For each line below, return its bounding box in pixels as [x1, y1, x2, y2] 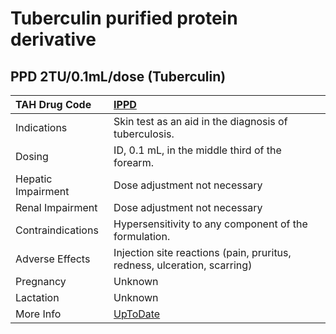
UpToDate [113, 307, 161, 321]
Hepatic [15, 172, 53, 186]
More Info [15, 307, 62, 321]
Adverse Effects [15, 252, 91, 266]
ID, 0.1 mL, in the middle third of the [113, 143, 282, 157]
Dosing [15, 150, 49, 163]
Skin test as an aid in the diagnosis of [113, 115, 288, 128]
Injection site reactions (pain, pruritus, [113, 246, 292, 259]
